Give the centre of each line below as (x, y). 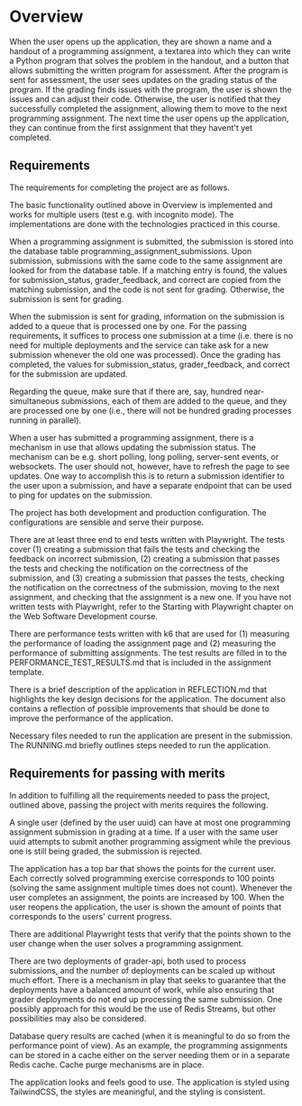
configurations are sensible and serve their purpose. (107, 522)
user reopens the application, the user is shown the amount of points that (146, 907)
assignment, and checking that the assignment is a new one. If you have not (151, 597)
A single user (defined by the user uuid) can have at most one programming (150, 822)
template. (27, 672)
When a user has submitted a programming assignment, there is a (132, 437)
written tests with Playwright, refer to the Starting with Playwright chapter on (151, 607)
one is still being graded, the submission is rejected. (106, 851)
